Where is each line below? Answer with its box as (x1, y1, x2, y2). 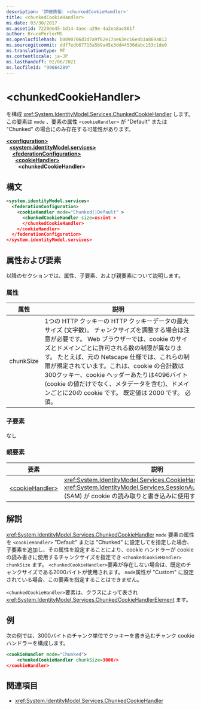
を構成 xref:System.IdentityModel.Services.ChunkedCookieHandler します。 (6, 111, 194, 118)
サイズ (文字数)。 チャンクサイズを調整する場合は (44, 326, 184, 334)
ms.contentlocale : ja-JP (6, 53, 68, 59)
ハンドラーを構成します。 (6, 639, 69, 647)
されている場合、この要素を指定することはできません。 (6, 575, 142, 583)
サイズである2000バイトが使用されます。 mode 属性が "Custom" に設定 (22, 568, 194, 575)
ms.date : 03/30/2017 (6, 20, 58, 26)
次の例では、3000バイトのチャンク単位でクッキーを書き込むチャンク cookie (6, 632, 194, 639)
